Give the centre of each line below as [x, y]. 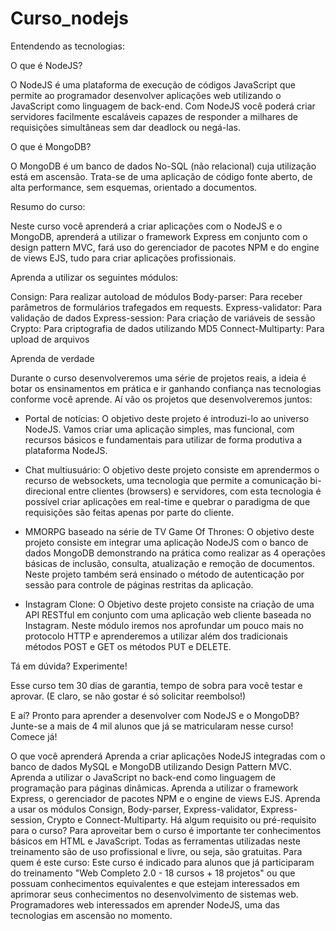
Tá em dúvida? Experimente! [69, 666]
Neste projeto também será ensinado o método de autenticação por [164, 574]
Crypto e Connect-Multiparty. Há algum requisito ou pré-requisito [181, 819]
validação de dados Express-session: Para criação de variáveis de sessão [163, 318]
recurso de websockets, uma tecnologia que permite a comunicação [166, 480]
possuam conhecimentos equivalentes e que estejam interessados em [155, 883]
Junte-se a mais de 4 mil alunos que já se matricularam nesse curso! [152, 726]
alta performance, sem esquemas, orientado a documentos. [134, 187]
